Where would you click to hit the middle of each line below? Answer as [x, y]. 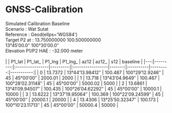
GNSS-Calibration [44, 9]
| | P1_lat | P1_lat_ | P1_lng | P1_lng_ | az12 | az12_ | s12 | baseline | [74, 61]
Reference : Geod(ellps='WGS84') [42, 34]
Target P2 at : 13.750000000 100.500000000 [53, 40]
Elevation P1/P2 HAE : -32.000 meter [44, 51]
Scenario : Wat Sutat [27, 29]
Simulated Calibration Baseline [38, 24]
